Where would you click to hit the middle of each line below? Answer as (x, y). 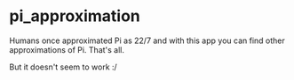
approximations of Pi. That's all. (67, 49)
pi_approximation (75, 16)
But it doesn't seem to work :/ (63, 67)
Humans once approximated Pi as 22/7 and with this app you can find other (147, 40)
